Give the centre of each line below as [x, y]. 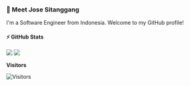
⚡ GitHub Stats [25, 37]
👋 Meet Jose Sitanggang [43, 10]
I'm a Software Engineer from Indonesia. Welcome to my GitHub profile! [95, 23]
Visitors [16, 65]
